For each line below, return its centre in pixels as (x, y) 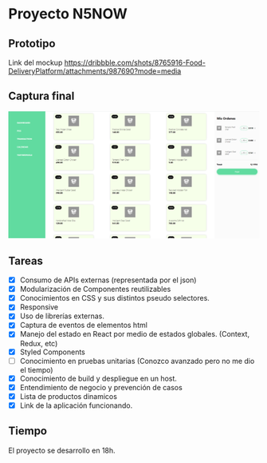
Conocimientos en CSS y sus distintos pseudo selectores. (114, 298)
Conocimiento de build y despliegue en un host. (98, 378)
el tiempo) (36, 369)
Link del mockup (35, 62)
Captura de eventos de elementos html (83, 325)
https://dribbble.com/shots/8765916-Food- (135, 62)
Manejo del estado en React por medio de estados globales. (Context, (134, 334)
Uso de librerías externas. (62, 316)
